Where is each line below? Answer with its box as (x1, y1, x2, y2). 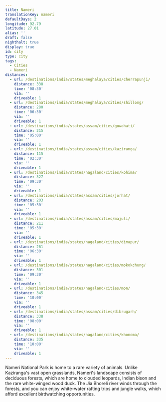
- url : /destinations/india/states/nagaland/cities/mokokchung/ (9, 263, 146, 268)
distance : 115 (14, 151, 43, 156)
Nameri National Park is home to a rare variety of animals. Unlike (5, 365, 138, 371)
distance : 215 (14, 128, 43, 133)
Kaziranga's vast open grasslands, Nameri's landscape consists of (5, 370, 142, 376)
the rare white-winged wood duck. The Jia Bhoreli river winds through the (5, 381, 157, 387)
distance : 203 (14, 198, 43, 203)
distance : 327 (14, 174, 43, 180)
